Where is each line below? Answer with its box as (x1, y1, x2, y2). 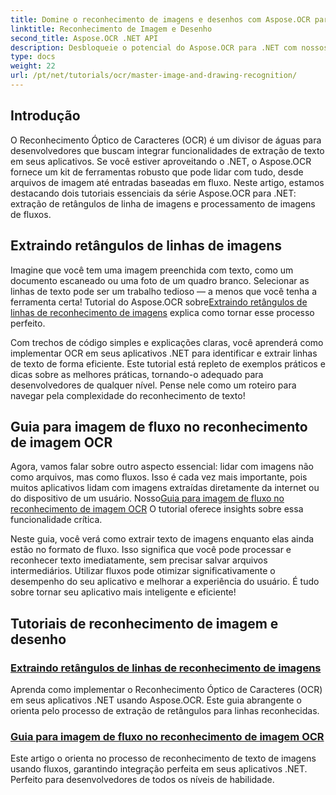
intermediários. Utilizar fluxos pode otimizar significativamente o (10, 565, 276, 577)
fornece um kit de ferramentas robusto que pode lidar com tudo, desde (10, 166, 304, 178)
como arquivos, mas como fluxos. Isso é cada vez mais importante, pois (10, 471, 308, 483)
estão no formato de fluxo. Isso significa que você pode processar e (10, 544, 292, 556)
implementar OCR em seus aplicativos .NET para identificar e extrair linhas (10, 347, 318, 359)
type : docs (10, 52, 56, 62)
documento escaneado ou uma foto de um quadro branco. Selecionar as (10, 274, 310, 286)
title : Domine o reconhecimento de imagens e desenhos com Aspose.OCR (10, 14, 311, 25)
